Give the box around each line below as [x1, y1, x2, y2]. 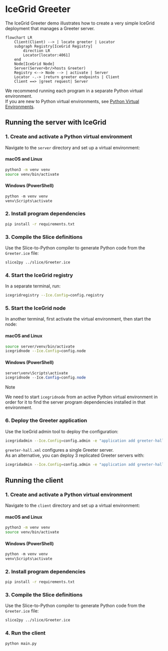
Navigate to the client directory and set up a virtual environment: [5, 502, 140, 508]
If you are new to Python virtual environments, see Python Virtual [5, 98, 139, 104]
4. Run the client [5, 629, 46, 636]
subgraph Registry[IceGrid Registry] [14, 44, 93, 49]
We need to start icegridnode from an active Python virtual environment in [5, 394, 158, 400]
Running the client [5, 476, 63, 484]
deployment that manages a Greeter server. [5, 25, 95, 31]
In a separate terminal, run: [5, 283, 61, 289]
